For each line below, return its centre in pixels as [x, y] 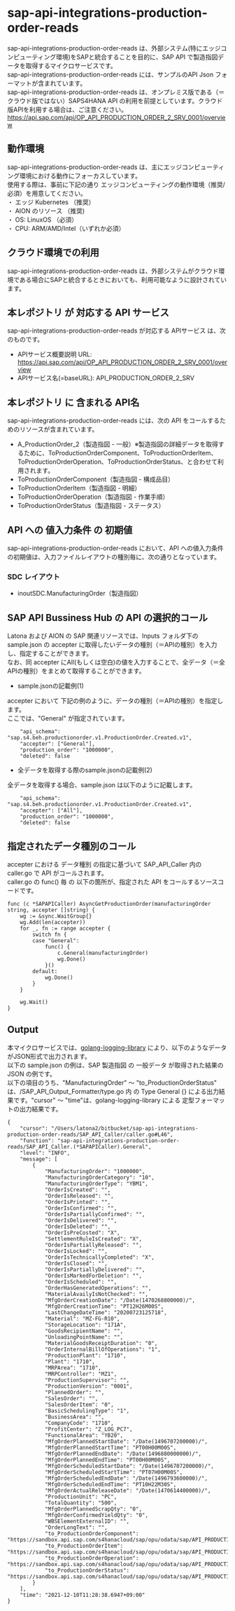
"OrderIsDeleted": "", [78, 1226]
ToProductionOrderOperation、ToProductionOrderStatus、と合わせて [117, 462]
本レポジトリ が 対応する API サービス [88, 313]
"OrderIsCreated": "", [78, 1190]
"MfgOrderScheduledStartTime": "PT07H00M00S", [114, 1472]
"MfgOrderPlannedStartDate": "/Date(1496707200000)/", [126, 1441]
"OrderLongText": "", [76, 1528]
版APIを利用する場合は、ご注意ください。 [67, 109]
